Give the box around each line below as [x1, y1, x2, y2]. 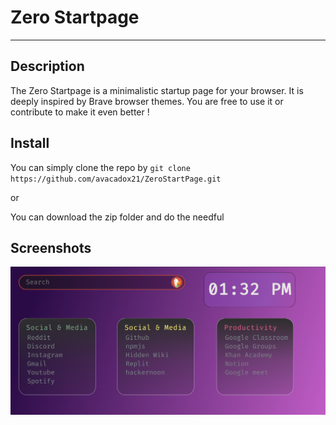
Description [10, 58, 85, 75]
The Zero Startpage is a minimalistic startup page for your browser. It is [10, 84, 304, 96]
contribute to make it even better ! [10, 106, 150, 118]
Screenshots [10, 239, 92, 256]
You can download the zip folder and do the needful [10, 211, 225, 223]
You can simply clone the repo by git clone [10, 161, 191, 173]
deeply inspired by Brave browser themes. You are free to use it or [10, 95, 284, 107]
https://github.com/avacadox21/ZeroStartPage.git [10, 174, 222, 184]
